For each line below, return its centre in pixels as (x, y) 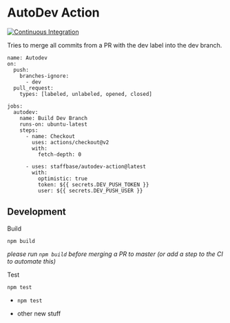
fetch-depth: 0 (59, 154)
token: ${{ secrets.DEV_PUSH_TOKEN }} (93, 184)
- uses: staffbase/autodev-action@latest (86, 166)
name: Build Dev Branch (54, 118)
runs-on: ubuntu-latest (54, 124)
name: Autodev (28, 58)
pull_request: (33, 88)
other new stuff (39, 313)
